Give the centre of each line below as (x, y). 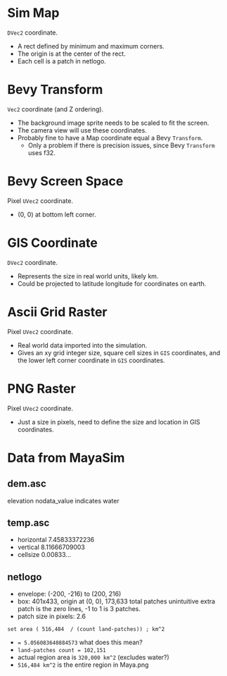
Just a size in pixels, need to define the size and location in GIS (109, 422)
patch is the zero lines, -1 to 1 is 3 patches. (79, 609)
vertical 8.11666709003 (51, 547)
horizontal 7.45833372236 (56, 540)
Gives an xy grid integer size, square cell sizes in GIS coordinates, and (119, 352)
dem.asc (27, 484)
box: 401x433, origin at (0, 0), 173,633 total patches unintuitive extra (116, 601)
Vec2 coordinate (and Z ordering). (56, 109)
